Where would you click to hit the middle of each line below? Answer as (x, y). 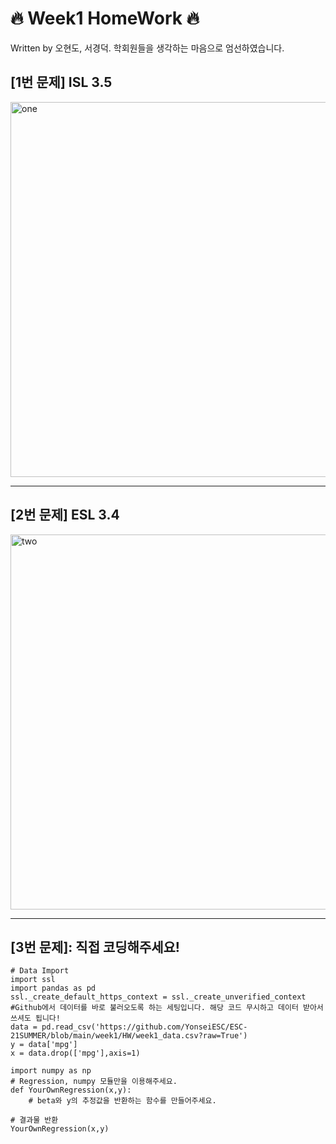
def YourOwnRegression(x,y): (71, 1090)
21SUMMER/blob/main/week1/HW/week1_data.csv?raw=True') (129, 1036)
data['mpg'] (53, 1045)
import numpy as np (51, 1071)
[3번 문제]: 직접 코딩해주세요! (95, 947)
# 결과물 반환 (34, 1120)
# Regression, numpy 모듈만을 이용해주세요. (94, 1082)
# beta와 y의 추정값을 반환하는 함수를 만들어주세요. (122, 1101)
